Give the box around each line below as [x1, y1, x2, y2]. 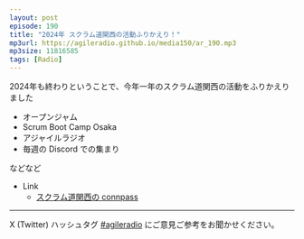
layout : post [9, 13, 59, 23]
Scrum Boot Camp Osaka [22, 122, 118, 132]
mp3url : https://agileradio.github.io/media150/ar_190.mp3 [9, 38, 237, 48]
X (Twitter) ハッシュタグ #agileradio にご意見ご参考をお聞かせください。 [9, 219, 280, 230]
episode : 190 [9, 22, 59, 31]
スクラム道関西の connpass [35, 191, 138, 202]
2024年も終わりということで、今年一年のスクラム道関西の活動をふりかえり [9, 81, 290, 91]
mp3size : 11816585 [9, 47, 79, 56]
